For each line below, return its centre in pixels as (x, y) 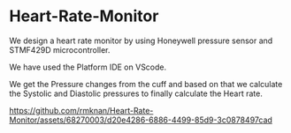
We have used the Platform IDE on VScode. (88, 67)
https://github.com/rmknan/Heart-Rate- (81, 110)
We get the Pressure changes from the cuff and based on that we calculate (146, 84)
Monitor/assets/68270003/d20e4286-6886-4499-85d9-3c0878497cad (141, 120)
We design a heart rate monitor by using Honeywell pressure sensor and (141, 41)
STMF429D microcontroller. (60, 49)
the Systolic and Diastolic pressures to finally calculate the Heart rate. (136, 93)
